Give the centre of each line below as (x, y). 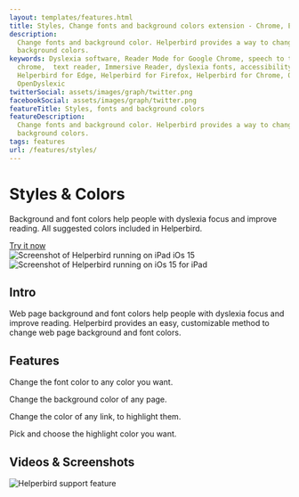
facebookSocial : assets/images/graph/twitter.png (103, 100)
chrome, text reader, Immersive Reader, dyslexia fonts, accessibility (155, 68)
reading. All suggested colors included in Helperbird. (106, 228)
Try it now (28, 245)
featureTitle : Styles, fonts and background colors (107, 109)
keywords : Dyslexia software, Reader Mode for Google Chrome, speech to (147, 59)
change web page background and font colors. (95, 333)
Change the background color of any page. (88, 399)
